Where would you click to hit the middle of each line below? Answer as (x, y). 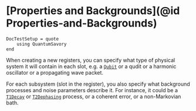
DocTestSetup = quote (33, 39)
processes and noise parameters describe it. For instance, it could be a (92, 90)
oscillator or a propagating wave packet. (55, 72)
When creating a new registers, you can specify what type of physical (91, 60)
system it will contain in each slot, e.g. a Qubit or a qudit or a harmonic (91, 66)
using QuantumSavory (42, 44)
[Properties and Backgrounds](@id (93, 11)
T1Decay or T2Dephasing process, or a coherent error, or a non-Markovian (94, 96)
